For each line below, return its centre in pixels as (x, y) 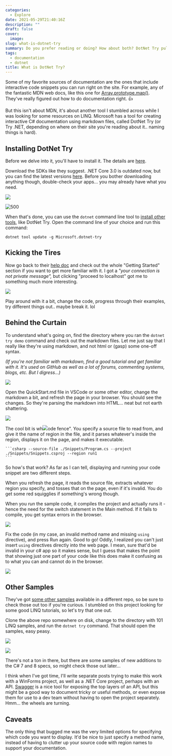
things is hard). (21, 133)
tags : (11, 53)
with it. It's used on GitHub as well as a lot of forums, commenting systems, (85, 367)
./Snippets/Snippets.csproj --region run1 (51, 453)
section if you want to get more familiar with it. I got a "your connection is (83, 271)
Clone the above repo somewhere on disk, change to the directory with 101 (84, 620)
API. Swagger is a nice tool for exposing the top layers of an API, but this (82, 687)
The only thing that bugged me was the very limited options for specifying (83, 732)
